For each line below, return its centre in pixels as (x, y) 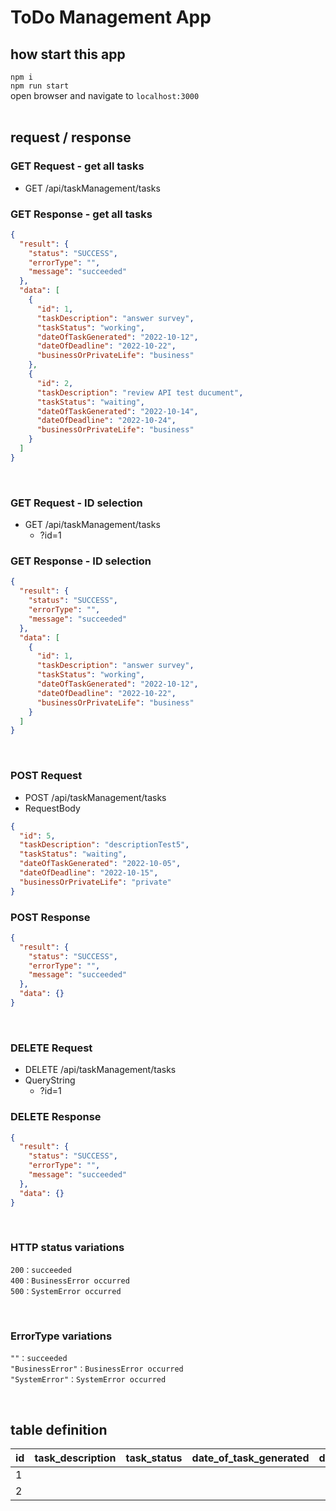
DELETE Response (56, 1117)
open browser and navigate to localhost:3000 (105, 95)
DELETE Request (51, 1048)
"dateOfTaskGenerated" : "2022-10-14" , (117, 411)
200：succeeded (41, 1270)
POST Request (46, 776)
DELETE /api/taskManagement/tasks (100, 1070)
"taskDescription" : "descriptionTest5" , (104, 845)
